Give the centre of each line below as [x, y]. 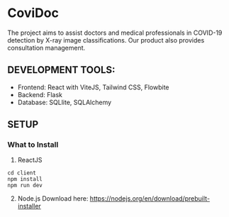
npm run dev [25, 186]
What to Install [33, 145]
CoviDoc [33, 13]
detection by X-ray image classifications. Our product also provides [106, 40]
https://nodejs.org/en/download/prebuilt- [150, 199]
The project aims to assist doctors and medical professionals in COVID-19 [115, 33]
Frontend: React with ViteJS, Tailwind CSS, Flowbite [93, 87]
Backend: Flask [40, 94]
